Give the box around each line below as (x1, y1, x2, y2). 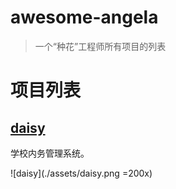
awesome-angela (10, 6, 159, 29)
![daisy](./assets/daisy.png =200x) (10, 167, 153, 179)
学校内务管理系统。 (10, 147, 90, 159)
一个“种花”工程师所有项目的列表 (34, 40, 167, 52)
